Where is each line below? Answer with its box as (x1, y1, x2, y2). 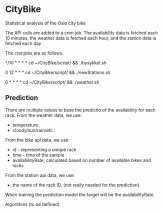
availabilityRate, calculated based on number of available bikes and (12, 157, 151, 163)
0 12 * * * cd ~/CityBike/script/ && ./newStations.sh (5, 69, 111, 75)
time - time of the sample (12, 151, 64, 158)
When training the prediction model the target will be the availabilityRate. (5, 191, 155, 197)
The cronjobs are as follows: (5, 50, 63, 56)
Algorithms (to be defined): (5, 201, 61, 207)
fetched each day (5, 40, 41, 46)
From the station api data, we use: (5, 172, 75, 178)
